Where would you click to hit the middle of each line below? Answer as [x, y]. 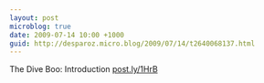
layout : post [34, 18]
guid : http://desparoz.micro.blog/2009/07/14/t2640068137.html [132, 43]
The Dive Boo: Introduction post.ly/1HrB [84, 69]
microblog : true [40, 26]
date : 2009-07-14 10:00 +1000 [67, 35]
